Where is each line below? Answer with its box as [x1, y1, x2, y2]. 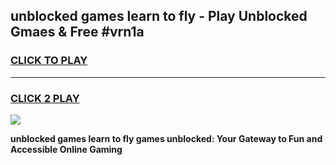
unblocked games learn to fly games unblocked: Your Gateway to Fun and [10, 132, 323, 144]
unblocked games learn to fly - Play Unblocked [10, 8, 308, 25]
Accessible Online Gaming [10, 143, 123, 155]
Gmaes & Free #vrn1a [10, 24, 145, 41]
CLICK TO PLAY [10, 54, 88, 68]
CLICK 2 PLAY [10, 91, 80, 105]
